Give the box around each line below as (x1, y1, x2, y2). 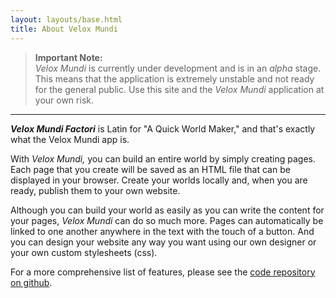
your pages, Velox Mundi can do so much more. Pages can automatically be (10, 214, 324, 226)
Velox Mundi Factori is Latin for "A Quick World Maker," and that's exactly (10, 122, 316, 135)
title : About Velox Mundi (10, 24, 118, 34)
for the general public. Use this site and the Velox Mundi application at (34, 83, 325, 95)
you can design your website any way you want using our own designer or (10, 236, 317, 248)
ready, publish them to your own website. (10, 184, 181, 196)
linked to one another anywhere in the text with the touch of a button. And (10, 225, 315, 237)
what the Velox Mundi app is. (10, 133, 130, 145)
